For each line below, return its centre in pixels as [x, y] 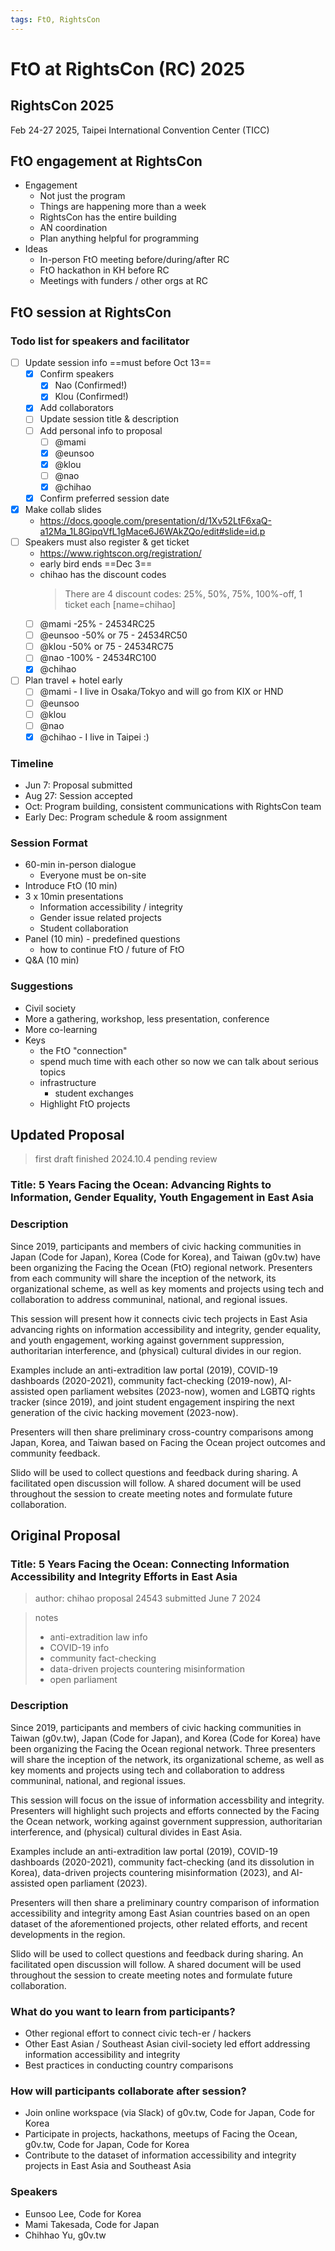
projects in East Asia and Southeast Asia [108, 2166]
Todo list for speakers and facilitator [100, 341]
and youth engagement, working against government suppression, [147, 1340]
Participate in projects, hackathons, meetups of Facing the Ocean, [161, 2134]
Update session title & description [109, 419]
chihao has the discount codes [103, 575]
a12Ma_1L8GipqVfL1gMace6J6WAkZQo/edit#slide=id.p [152, 531]
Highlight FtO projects [85, 1103]
